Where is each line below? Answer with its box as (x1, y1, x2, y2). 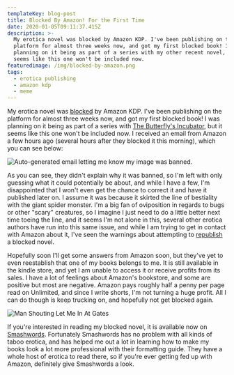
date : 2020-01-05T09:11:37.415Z (7, 23, 101, 30)
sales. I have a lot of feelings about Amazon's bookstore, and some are (7, 273, 211, 282)
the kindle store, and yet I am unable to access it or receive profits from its (7, 266, 221, 275)
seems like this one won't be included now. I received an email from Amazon (7, 130, 227, 138)
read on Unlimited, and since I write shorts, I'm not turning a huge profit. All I (7, 289, 226, 297)
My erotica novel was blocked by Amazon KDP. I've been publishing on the (7, 107, 222, 116)
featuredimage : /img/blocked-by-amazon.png (7, 62, 136, 69)
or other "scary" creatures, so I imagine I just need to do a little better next (7, 208, 221, 217)
